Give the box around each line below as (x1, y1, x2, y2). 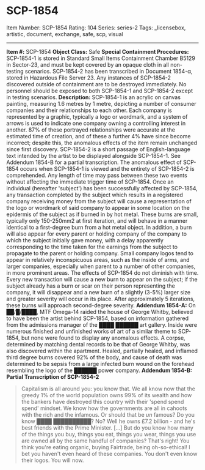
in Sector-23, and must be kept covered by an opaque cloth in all (6, 61, 169, 68)
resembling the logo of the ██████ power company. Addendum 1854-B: (6, 367, 192, 374)
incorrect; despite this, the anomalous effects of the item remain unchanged (6, 139, 198, 146)
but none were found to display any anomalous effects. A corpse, (21, 334, 185, 341)
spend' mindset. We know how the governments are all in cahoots (21, 405, 187, 412)
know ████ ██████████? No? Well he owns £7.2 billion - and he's (21, 417, 196, 425)
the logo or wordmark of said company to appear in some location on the (6, 204, 190, 211)
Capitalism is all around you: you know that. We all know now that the (21, 385, 195, 392)
